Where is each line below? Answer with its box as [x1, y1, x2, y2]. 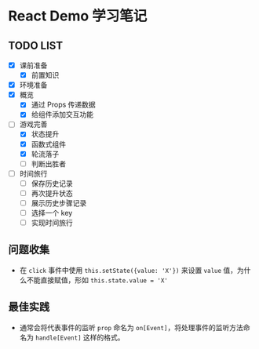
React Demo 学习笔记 [8, 7, 148, 25]
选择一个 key [31, 208, 73, 217]
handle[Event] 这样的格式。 [35, 333, 125, 342]
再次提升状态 [31, 188, 73, 198]
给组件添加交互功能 [31, 110, 94, 119]
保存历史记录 [31, 178, 73, 188]
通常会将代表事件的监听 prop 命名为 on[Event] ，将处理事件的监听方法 [19, 322, 243, 332]
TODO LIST [8, 38, 64, 52]
